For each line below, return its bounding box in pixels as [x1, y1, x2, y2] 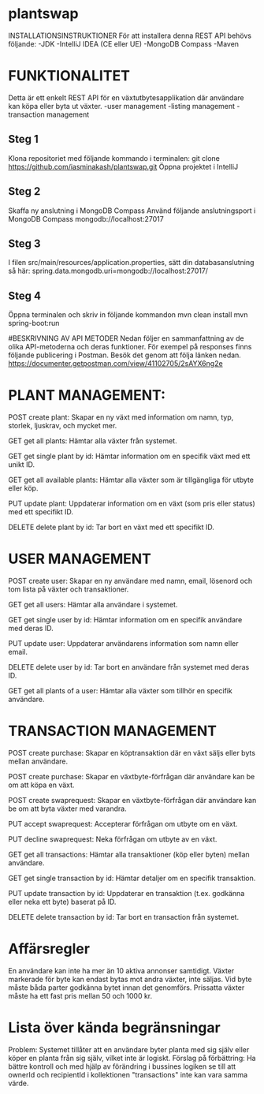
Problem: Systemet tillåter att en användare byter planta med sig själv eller [8, 1044, 250, 1054]
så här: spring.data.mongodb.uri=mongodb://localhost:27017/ [8, 266, 209, 276]
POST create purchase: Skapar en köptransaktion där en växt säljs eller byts [8, 748, 256, 757]
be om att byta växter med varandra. [8, 804, 128, 813]
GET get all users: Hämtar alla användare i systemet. [8, 600, 178, 609]
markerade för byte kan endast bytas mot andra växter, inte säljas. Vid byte [8, 974, 252, 984]
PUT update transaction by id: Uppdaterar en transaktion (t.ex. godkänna [8, 888, 245, 898]
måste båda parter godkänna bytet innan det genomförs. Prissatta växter [8, 983, 245, 992]
